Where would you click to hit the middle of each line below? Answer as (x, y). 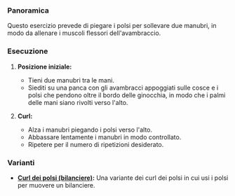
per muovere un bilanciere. (56, 185)
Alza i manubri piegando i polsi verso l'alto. (90, 129)
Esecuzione (28, 51)
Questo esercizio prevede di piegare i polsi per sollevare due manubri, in (112, 26)
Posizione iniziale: (45, 66)
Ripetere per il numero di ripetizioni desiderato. (96, 144)
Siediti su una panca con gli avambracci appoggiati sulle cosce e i (123, 87)
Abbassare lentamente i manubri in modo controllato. (105, 137)
